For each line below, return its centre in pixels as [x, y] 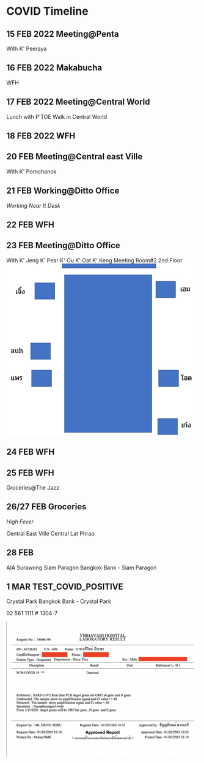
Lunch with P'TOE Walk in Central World [57, 116]
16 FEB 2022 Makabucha [54, 68]
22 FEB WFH [31, 225]
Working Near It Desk [34, 205]
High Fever [20, 522]
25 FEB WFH [31, 473]
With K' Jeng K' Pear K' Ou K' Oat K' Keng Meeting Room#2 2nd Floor [94, 260]
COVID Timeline [47, 11]
